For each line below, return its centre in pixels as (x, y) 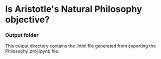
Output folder (22, 35)
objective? (27, 20)
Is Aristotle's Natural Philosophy (74, 9)
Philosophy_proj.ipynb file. (32, 51)
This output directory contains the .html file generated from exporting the (80, 46)
